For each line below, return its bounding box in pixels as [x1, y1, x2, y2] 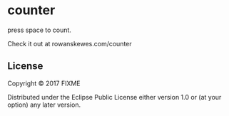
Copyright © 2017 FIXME [7, 79, 81, 88]
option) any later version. [7, 100, 81, 109]
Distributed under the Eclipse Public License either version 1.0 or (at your [7, 93, 222, 101]
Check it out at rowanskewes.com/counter [7, 39, 132, 48]
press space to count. [7, 26, 71, 34]
